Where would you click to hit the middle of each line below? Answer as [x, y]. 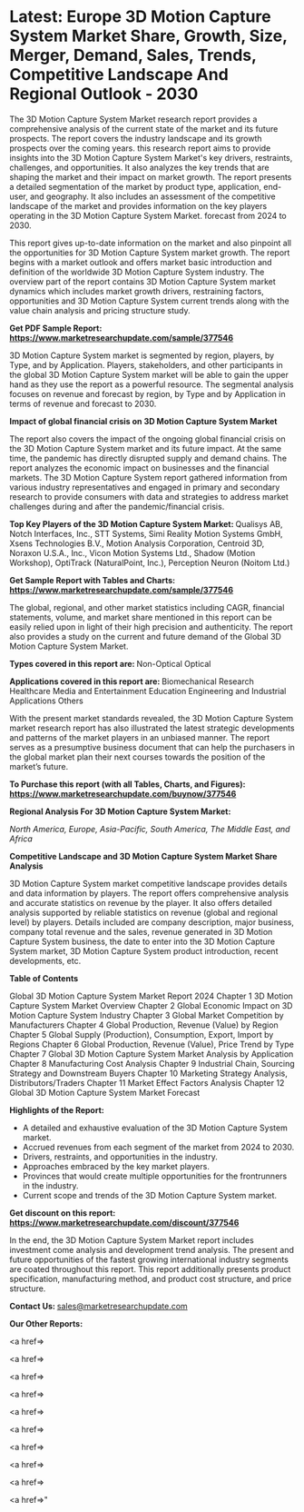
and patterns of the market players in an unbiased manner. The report [140, 737]
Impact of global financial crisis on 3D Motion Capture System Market [143, 421]
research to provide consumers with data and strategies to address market [149, 496]
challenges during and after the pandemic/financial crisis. [117, 506]
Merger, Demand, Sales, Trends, [133, 55]
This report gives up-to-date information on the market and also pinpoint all [151, 243]
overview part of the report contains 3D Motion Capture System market [143, 281]
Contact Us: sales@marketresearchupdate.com [98, 1306]
